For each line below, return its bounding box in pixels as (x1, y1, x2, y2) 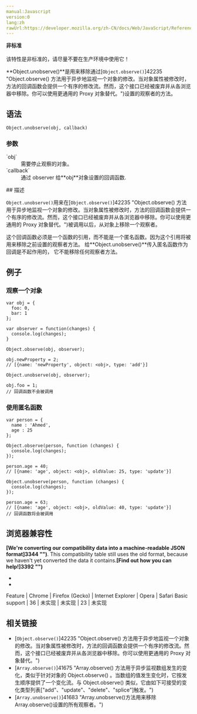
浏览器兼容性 (6, 528, 53, 539)
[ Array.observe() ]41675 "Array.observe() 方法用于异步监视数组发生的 (14, 664, 182, 671)
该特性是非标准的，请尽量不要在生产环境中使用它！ (6, 55, 130, 62)
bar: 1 (11, 310, 28, 317)
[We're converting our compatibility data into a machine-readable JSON (6, 544, 185, 552)
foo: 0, (11, 305, 30, 311)
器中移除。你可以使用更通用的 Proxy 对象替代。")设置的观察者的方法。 (6, 90, 176, 97)
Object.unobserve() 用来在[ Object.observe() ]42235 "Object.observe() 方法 (6, 199, 187, 206)
